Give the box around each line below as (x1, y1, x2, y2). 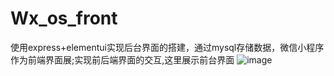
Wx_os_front (10, 7, 118, 30)
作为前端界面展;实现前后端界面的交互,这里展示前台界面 (10, 53, 235, 66)
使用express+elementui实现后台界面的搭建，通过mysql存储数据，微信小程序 (10, 41, 325, 53)
